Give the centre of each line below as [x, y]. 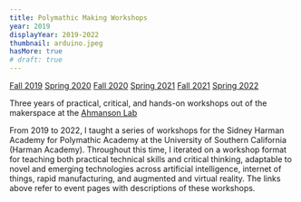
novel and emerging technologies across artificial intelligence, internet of [146, 169]
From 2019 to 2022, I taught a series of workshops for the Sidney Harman [147, 130]
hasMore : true [36, 52]
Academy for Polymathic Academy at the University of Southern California [148, 140]
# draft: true [36, 60]
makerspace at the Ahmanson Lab [73, 113]
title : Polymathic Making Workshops [78, 18]
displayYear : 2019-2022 [54, 34]
